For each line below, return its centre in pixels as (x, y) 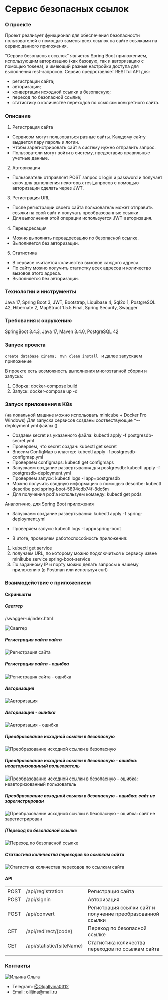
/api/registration (45, 891)
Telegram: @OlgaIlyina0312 (40, 986)
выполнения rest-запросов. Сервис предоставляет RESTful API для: (78, 72)
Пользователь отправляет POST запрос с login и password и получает (87, 177)
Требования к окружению (39, 321)
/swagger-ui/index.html (29, 619)
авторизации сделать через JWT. (48, 188)
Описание (18, 116)
